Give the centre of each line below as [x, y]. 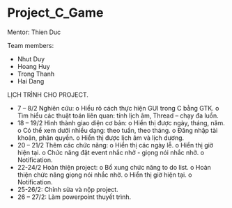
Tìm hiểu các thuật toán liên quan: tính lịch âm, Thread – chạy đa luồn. [118, 115]
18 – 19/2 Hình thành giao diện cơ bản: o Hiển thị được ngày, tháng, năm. [121, 122]
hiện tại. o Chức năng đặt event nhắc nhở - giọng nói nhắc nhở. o [110, 152]
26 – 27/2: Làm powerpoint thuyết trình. [74, 197]
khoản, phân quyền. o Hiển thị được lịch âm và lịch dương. [101, 138]
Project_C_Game [55, 13]
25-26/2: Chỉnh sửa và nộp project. [68, 189]
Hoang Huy [33, 66]
